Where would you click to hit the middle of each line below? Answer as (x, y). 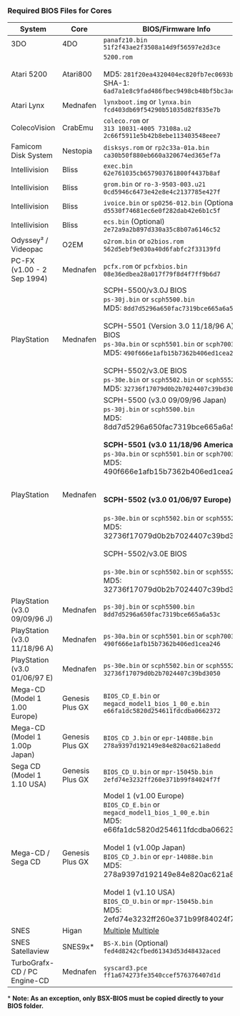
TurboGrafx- (33, 962)
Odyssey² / (30, 240)
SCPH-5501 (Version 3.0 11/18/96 (164, 326)
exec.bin (118, 166)
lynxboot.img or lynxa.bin (147, 102)
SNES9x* (78, 947)
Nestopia (77, 151)
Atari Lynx (28, 106)
